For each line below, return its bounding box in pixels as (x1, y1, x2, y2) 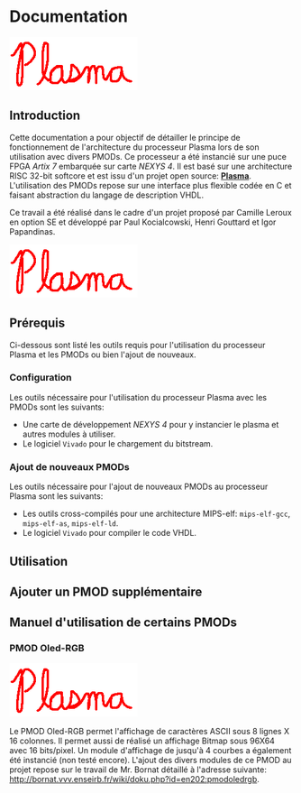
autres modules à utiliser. (22, 429, 116, 439)
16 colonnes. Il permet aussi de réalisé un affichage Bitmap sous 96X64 (9, 735, 275, 746)
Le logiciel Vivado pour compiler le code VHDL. (22, 528, 196, 539)
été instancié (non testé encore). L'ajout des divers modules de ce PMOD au (9, 754, 292, 765)
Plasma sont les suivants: (9, 491, 104, 502)
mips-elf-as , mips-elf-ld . (22, 518, 119, 529)
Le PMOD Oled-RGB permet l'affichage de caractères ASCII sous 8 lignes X (9, 725, 290, 736)
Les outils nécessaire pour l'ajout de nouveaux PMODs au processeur (9, 481, 269, 493)
